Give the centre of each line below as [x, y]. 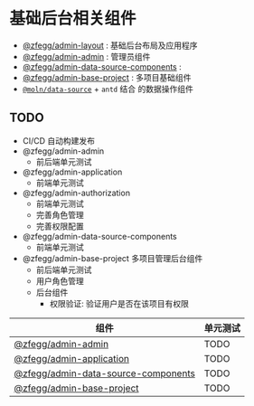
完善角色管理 [60, 214]
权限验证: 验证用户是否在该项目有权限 [119, 303]
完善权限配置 [60, 226]
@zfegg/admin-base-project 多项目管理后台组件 [113, 258]
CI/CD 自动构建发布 [59, 140]
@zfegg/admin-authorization [76, 193]
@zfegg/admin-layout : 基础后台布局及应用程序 [110, 45]
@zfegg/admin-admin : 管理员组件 [86, 56]
